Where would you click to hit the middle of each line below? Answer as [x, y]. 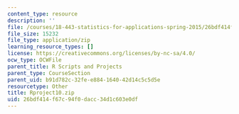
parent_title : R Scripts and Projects [65, 67]
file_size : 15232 [33, 34]
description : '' [31, 21]
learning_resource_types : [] [51, 47]
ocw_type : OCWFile [34, 60]
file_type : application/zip [49, 40]
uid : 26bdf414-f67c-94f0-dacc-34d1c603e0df [73, 100]
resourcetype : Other [38, 86]
